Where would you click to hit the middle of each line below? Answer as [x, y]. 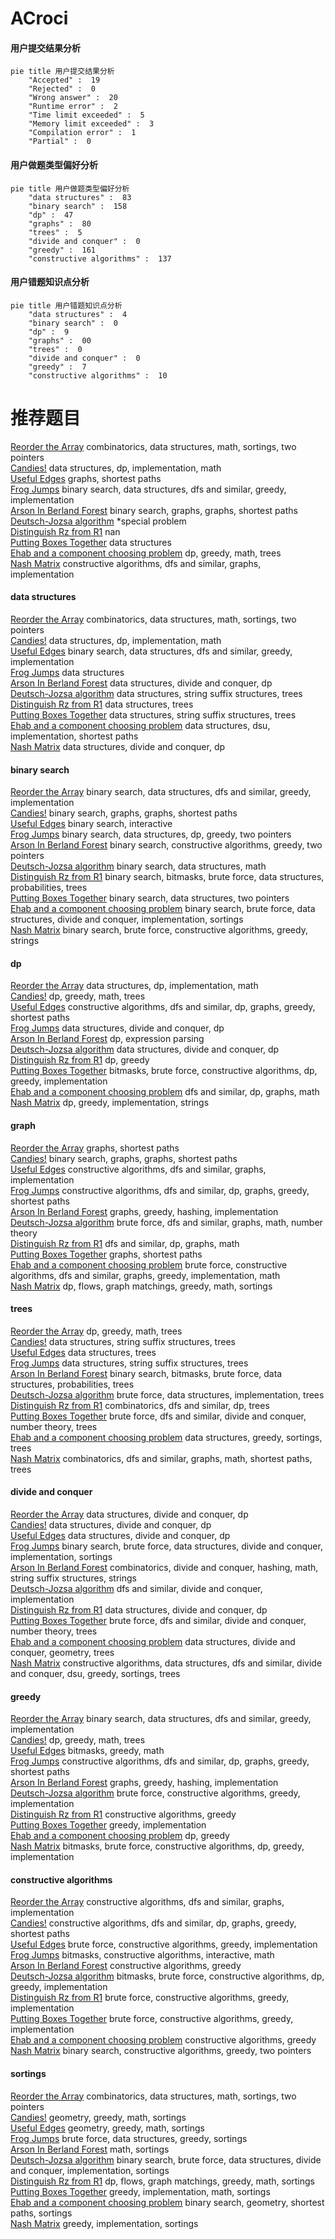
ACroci [39, 18]
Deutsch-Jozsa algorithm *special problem [98, 521]
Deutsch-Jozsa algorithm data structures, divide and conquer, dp [145, 1049]
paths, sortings [41, 2213]
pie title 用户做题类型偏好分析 [70, 188]
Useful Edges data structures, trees [83, 1352]
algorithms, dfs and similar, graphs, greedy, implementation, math [145, 1275]
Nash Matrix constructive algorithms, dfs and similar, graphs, [136, 563]
